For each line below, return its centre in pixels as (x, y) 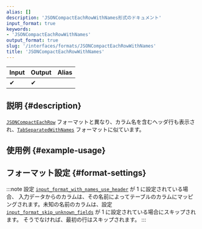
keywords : (19, 29)
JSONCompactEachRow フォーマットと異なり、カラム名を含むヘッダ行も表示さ (101, 122)
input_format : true (31, 23)
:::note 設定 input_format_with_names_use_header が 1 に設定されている (95, 189)
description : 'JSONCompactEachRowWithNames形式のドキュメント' (84, 18)
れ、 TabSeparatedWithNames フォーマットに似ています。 (75, 129)
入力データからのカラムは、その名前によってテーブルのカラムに (98, 197)
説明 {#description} (44, 106)
